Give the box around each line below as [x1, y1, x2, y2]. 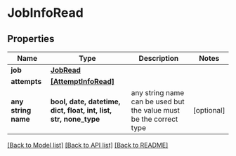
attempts [11, 77, 42, 86]
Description [138, 54, 179, 63]
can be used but [131, 97, 185, 106]
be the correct [131, 114, 178, 124]
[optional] [192, 106, 225, 115]
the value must [131, 106, 181, 115]
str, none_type [50, 114, 100, 124]
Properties [7, 33, 55, 45]
